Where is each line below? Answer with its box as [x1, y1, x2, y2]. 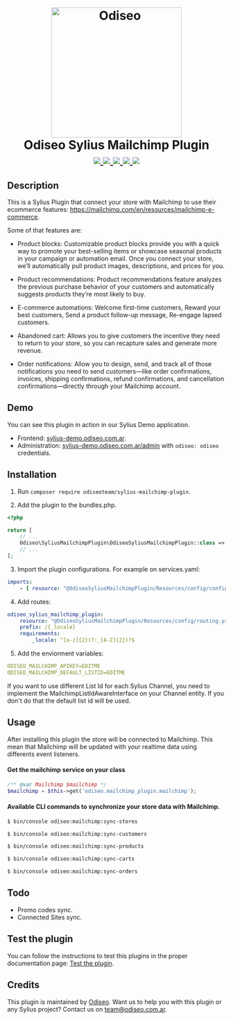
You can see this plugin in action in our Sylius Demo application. [7, 420, 191, 428]
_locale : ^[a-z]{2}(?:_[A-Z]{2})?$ [32, 637, 135, 644]
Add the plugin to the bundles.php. [17, 501, 116, 509]
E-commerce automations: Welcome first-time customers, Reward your [17, 303, 221, 312]
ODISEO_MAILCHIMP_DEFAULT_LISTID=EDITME [7, 669, 126, 676]
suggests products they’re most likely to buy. [17, 290, 146, 298]
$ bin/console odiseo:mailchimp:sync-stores [7, 818, 138, 825]
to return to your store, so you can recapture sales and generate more [17, 339, 217, 347]
